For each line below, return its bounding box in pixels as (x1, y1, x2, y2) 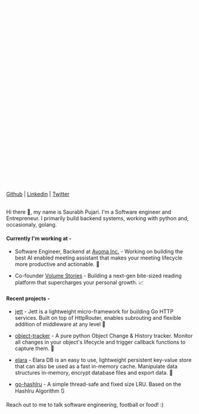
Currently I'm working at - (6, 234, 72, 242)
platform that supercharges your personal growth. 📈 (14, 279, 144, 286)
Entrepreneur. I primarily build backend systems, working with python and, (6, 215, 189, 222)
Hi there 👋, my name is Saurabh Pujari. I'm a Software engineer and (6, 208, 172, 215)
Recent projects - (6, 295, 50, 302)
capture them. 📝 (14, 345, 55, 352)
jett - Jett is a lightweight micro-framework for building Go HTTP (14, 308, 174, 315)
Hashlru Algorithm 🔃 (14, 387, 65, 395)
